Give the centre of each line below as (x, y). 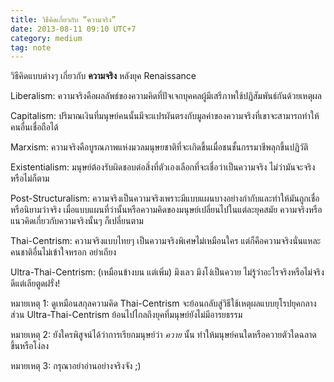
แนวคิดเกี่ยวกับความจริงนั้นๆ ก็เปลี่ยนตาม (77, 221)
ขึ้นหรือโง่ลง (30, 346)
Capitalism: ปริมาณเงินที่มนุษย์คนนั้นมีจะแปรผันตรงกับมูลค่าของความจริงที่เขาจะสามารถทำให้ (165, 116)
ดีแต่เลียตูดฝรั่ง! (35, 283)
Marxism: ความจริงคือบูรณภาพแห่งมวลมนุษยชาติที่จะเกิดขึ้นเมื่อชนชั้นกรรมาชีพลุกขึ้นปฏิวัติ (159, 147)
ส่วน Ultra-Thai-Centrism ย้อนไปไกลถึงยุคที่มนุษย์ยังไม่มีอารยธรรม (126, 315)
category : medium (46, 38)
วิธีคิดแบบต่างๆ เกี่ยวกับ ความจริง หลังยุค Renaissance (103, 76)
